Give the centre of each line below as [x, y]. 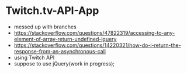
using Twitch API [34, 57]
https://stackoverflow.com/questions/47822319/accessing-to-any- [94, 32]
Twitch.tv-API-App [52, 11]
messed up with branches [45, 27]
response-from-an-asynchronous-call [60, 51]
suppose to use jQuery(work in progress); [64, 63]
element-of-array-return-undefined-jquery [65, 39]
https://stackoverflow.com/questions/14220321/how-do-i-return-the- [98, 45]
